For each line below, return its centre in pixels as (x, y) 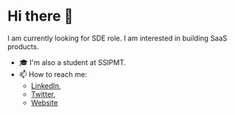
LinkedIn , (46, 86)
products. (23, 46)
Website (44, 102)
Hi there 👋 (40, 16)
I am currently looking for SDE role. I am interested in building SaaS (117, 38)
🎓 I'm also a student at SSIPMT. (72, 62)
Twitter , (43, 94)
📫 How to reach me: (53, 74)
